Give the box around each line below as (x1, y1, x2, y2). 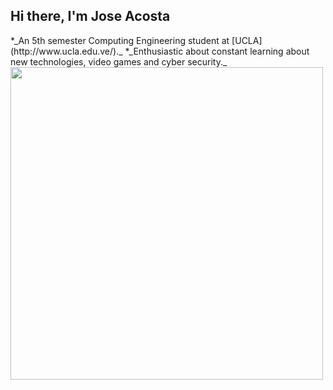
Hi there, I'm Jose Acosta (10, 8, 171, 25)
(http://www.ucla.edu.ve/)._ (10, 45, 123, 57)
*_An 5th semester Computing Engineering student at (10, 34, 230, 46)
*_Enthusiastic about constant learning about (124, 45, 310, 57)
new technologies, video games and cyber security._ (10, 55, 228, 68)
